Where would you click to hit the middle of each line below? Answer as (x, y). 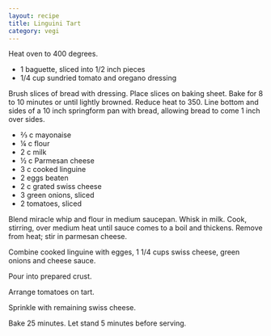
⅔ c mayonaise (46, 135)
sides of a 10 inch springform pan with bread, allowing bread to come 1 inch (134, 111)
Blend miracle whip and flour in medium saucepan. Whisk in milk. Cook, (127, 220)
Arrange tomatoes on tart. (51, 292)
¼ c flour (35, 144)
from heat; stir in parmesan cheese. (68, 237)
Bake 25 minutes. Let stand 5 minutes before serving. (97, 323)
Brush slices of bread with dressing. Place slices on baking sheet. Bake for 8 (136, 94)
